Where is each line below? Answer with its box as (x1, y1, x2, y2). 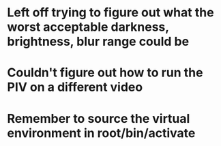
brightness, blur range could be (7, 34, 190, 49)
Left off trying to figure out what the (7, 5, 214, 20)
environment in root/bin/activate (7, 125, 196, 141)
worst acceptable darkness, (7, 19, 169, 35)
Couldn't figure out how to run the (7, 65, 203, 81)
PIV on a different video (7, 80, 143, 95)
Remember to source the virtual (7, 111, 190, 126)
